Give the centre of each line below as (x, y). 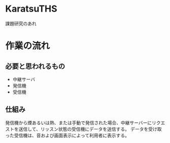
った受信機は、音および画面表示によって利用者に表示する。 (67, 135)
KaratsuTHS (31, 9)
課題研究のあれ (21, 23)
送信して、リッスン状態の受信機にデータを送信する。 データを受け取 (90, 129)
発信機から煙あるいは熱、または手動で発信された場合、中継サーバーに (79, 123)
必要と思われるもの (35, 66)
